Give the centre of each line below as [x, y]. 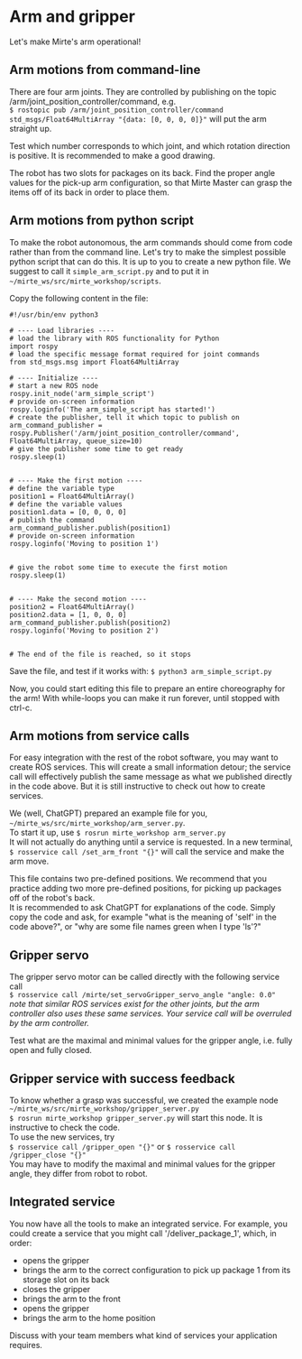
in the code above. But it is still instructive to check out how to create [137, 786]
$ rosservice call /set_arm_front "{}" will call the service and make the [147, 852]
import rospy [34, 346]
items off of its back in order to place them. [89, 192]
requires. [26, 1345]
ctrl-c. [21, 707]
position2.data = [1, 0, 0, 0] [68, 615]
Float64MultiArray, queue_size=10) [76, 441]
